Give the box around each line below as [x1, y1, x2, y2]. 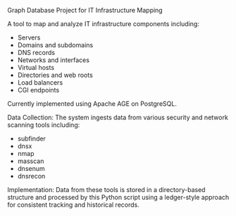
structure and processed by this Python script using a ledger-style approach [7, 193, 230, 201]
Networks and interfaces [17, 56, 90, 64]
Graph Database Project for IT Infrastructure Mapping [7, 6, 163, 14]
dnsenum [17, 164, 46, 172]
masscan [17, 157, 44, 165]
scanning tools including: [7, 121, 80, 129]
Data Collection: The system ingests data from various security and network [7, 113, 229, 121]
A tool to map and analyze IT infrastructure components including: [7, 20, 199, 28]
